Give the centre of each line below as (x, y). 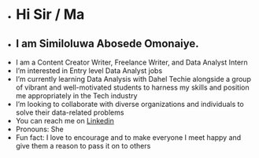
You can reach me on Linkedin (65, 121)
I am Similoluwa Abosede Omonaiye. (107, 44)
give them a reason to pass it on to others (83, 146)
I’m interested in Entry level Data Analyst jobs (89, 71)
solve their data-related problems (70, 112)
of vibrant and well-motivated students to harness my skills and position (132, 87)
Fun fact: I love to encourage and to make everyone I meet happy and (128, 138)
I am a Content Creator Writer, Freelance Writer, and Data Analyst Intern (131, 62)
